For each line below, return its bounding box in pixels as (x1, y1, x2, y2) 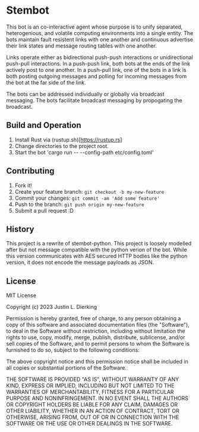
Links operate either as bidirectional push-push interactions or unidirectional (6, 53, 193, 61)
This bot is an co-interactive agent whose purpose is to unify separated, (6, 23, 183, 30)
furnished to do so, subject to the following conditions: (6, 346, 140, 354)
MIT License (6, 292, 37, 299)
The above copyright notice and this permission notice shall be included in (6, 358, 188, 365)
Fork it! (14, 182, 33, 189)
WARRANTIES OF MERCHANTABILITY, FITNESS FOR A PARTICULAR (6, 389, 174, 396)
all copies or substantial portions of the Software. (6, 364, 127, 371)
